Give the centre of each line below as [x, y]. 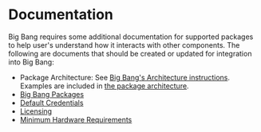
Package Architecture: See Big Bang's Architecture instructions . [125, 77]
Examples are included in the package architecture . [104, 86]
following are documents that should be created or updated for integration [130, 53]
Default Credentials [51, 103]
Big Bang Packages [52, 94]
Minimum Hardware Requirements [76, 119]
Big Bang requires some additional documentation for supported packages [131, 37]
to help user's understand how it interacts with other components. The [124, 45]
